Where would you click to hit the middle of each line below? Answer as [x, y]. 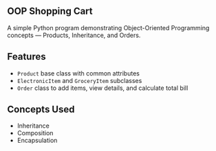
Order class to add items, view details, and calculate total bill [102, 88]
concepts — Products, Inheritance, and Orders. [74, 35]
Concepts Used [41, 109]
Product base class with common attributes [78, 73]
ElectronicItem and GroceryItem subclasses [79, 80]
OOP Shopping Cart [50, 11]
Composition [35, 133]
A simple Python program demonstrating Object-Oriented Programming [108, 27]
